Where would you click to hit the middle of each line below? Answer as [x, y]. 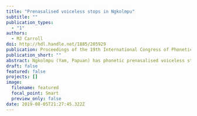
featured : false [26, 71]
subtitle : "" [22, 17]
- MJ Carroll [27, 39]
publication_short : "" [34, 55]
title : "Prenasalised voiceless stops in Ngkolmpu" [70, 11]
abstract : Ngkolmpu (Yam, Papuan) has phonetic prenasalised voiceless [95, 60]
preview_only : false [36, 98]
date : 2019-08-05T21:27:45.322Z [45, 104]
